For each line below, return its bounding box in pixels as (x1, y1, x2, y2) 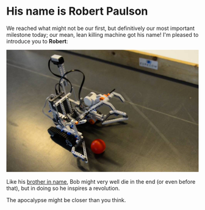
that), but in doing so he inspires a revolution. (6, 185, 120, 192)
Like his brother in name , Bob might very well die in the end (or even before (6, 178, 196, 186)
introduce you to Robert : (6, 37, 68, 45)
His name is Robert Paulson (6, 4, 148, 18)
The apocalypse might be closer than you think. (6, 197, 126, 204)
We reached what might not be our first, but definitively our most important (6, 24, 195, 32)
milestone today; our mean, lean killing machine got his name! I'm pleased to (6, 31, 199, 38)
